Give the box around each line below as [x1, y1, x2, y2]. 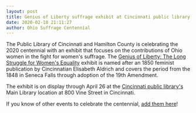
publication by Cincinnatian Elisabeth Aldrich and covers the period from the [6, 65, 191, 73]
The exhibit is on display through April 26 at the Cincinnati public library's [6, 83, 184, 90]
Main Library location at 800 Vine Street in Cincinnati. [6, 89, 136, 96]
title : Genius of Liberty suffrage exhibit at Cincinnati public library [6, 14, 191, 20]
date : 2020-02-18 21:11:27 [6, 19, 72, 25]
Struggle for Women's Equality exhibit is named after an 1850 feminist [6, 59, 174, 66]
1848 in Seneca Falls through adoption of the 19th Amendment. [6, 72, 158, 79]
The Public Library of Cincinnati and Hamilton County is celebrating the [6, 41, 178, 48]
